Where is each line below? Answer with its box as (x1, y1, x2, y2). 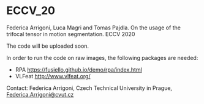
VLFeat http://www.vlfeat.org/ (15, 72, 91, 80)
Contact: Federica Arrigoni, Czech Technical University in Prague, (6, 84, 173, 92)
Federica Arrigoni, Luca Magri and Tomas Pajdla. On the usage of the (6, 24, 181, 31)
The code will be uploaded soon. (6, 42, 89, 50)
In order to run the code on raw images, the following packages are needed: (6, 54, 198, 61)
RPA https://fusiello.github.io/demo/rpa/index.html (15, 65, 142, 73)
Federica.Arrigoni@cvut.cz (6, 91, 74, 98)
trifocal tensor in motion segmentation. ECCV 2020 (6, 30, 135, 37)
